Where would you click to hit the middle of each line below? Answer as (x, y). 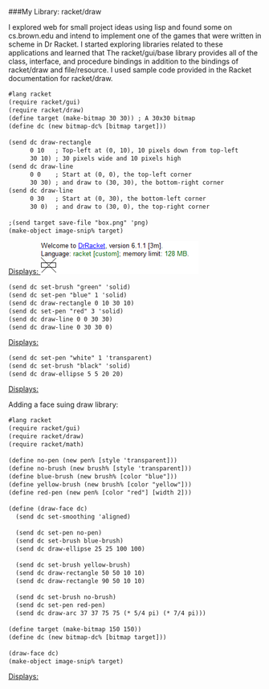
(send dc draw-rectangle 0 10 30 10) (71, 303)
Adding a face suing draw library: (63, 404)
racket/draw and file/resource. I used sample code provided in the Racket (130, 70)
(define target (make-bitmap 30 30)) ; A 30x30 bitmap (102, 118)
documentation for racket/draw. (61, 78)
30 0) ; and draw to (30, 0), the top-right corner (120, 207)
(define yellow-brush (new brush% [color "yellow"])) (100, 485)
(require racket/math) (46, 445)
